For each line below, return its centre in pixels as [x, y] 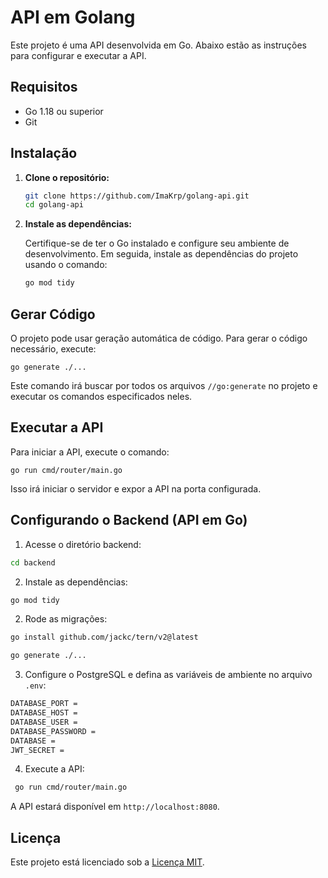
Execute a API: [54, 769]
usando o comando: [66, 265]
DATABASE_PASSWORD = [53, 731]
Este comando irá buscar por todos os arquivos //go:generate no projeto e [164, 385]
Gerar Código [53, 314]
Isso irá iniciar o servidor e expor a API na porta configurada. [136, 488]
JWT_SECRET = [37, 750]
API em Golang [73, 17]
